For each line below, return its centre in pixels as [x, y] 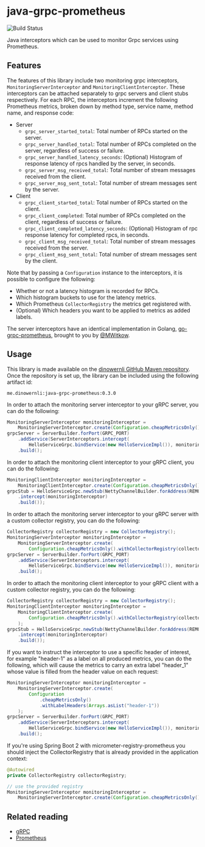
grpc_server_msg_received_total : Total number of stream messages [110, 170]
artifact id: [20, 382]
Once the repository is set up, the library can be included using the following [103, 375]
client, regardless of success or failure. [74, 222]
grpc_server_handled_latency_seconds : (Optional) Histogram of [103, 157]
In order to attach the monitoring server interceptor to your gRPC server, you [103, 405]
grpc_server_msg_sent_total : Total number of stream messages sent [111, 183]
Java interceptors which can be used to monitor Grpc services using [93, 40]
